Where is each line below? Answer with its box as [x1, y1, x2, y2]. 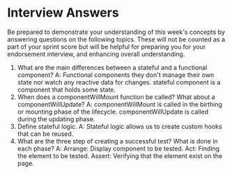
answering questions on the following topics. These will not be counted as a [7, 35, 225, 43]
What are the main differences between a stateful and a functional [17, 63, 208, 71]
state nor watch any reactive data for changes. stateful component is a [17, 78, 221, 86]
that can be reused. [17, 130, 74, 138]
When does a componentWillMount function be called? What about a [17, 92, 215, 101]
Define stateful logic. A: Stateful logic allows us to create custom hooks [17, 122, 222, 130]
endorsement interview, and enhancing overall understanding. [7, 50, 185, 58]
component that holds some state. [17, 85, 116, 94]
